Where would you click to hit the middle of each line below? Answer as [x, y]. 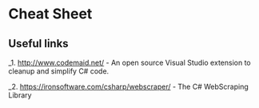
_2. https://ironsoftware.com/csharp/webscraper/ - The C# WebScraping [129, 86]
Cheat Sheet [50, 14]
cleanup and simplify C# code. [59, 71]
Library [20, 95]
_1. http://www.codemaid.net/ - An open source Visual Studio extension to [129, 62]
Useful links [39, 44]
